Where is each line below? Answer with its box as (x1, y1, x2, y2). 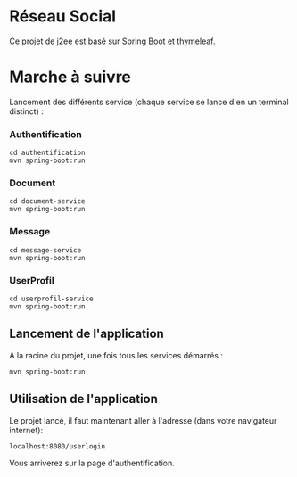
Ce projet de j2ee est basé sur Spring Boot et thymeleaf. (9, 36, 216, 46)
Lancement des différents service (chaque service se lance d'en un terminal (9, 96, 289, 107)
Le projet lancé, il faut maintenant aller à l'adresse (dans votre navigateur (9, 415, 277, 425)
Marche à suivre (9, 67, 132, 87)
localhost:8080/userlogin (9, 441, 105, 451)
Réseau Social (9, 6, 117, 27)
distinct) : (9, 105, 45, 117)
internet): (9, 424, 43, 435)
